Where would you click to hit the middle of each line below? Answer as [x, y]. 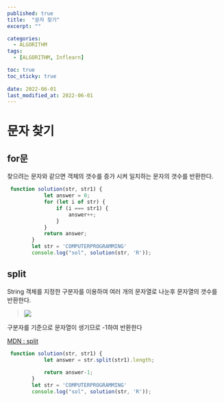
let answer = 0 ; [67, 196]
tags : [15, 51]
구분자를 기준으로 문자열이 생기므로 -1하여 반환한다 [75, 327]
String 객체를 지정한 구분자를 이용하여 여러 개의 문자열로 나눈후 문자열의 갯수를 [112, 291]
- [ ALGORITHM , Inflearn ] [49, 58]
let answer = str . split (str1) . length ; [99, 360]
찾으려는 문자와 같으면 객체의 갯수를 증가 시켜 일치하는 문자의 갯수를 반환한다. [110, 176]
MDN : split [23, 341]
